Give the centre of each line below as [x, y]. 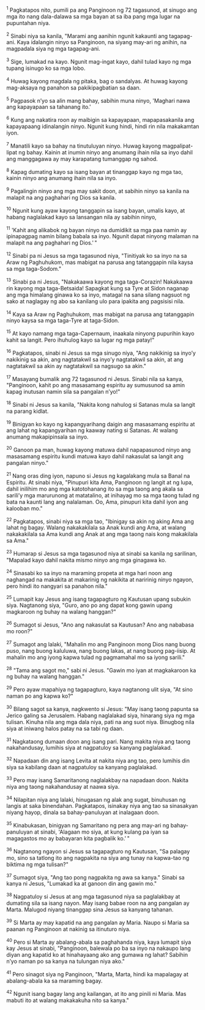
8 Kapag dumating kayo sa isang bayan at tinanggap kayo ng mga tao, [95, 171]
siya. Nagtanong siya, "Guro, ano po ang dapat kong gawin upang [89, 605]
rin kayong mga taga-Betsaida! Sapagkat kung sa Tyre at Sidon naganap [98, 288]
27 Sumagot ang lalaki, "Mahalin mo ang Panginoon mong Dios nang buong [101, 644]
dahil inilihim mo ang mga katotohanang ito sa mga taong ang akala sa [95, 489]
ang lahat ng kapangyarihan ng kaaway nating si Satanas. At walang [92, 431]
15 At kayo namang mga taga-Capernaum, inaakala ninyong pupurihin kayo [100, 333]
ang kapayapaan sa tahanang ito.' [49, 107]
